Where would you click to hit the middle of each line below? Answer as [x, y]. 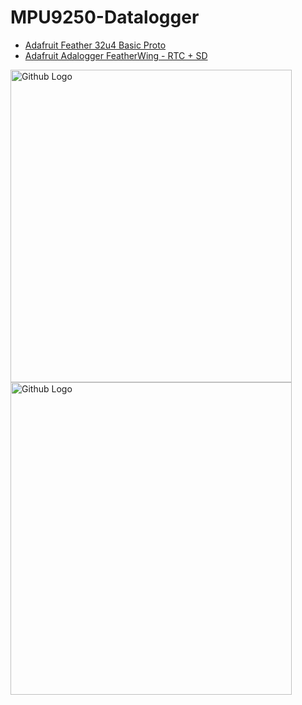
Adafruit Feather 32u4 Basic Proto [95, 45]
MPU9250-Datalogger [105, 17]
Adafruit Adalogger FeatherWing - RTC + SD [116, 55]
